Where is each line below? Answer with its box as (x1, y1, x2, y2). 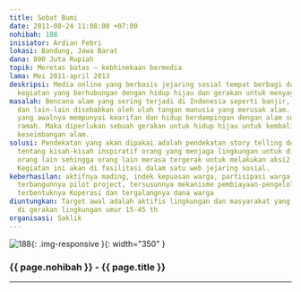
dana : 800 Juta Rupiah (9, 55, 94, 64)
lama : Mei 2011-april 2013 (9, 72, 110, 81)
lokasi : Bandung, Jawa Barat (9, 47, 118, 56)
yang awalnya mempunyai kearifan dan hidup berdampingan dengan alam (17, 113, 282, 122)
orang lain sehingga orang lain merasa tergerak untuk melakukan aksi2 (17, 155, 291, 164)
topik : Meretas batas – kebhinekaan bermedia (9, 64, 182, 73)
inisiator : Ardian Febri (9, 38, 102, 48)
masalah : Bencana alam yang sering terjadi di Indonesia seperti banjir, (9, 96, 291, 106)
